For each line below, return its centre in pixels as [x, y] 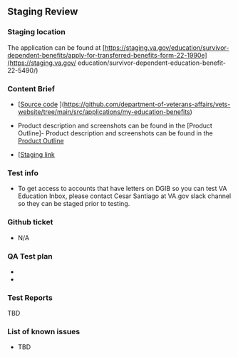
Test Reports [30, 297]
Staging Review [43, 12]
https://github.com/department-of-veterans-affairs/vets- [147, 104]
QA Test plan [30, 256]
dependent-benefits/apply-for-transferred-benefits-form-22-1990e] [108, 55]
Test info [23, 172]
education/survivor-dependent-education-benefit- [152, 63]
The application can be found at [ [56, 47]
